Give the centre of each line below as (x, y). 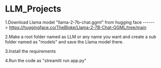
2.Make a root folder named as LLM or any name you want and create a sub (81, 37)
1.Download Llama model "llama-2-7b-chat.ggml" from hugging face (73, 22)
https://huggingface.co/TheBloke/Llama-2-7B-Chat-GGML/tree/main (78, 27)
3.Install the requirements (31, 51)
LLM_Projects (33, 9)
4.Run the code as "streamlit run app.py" (46, 60)
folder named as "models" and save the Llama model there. (64, 41)
